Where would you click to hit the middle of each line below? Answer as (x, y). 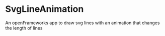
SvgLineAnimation (45, 9)
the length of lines (24, 28)
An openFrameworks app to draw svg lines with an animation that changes (82, 23)
